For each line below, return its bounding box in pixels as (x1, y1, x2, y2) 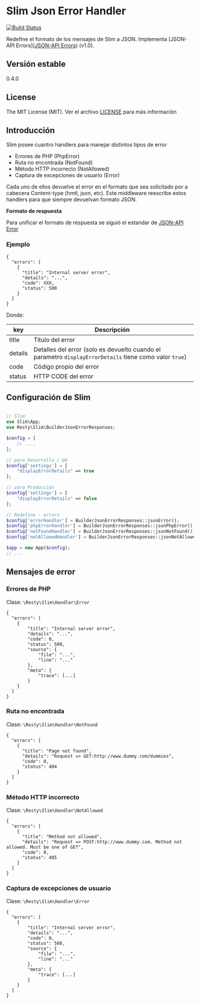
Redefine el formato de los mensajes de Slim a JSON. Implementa (6, 35, 168, 42)
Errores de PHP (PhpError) (14, 153, 80, 160)
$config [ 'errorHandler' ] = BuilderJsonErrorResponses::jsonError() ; (6, 517, 180, 523)
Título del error (33, 335, 76, 344)
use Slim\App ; (6, 419, 42, 425)
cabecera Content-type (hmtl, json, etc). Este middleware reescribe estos (6, 190, 186, 197)
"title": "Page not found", (21, 747, 92, 754)
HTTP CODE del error (33, 372, 94, 380)
